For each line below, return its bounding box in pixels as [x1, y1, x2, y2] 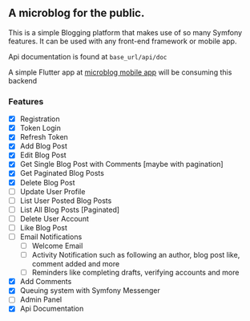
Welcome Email [31, 241, 83, 250]
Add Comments [19, 277, 72, 286]
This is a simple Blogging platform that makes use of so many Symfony [8, 27, 243, 37]
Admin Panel [19, 295, 62, 304]
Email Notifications [19, 232, 83, 242]
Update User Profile [19, 186, 86, 196]
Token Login [19, 124, 62, 133]
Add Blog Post [19, 141, 68, 151]
